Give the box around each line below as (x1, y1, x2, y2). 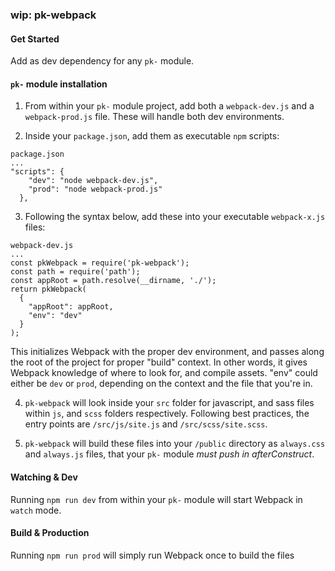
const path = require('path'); (10, 267, 141, 277)
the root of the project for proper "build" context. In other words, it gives (10, 356, 308, 368)
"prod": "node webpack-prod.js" (28, 184, 163, 195)
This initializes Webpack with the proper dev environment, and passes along (10, 346, 325, 358)
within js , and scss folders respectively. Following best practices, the (24, 408, 310, 420)
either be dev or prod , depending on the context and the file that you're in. (10, 378, 313, 390)
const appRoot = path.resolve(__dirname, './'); (10, 276, 217, 286)
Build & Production (10, 527, 90, 539)
